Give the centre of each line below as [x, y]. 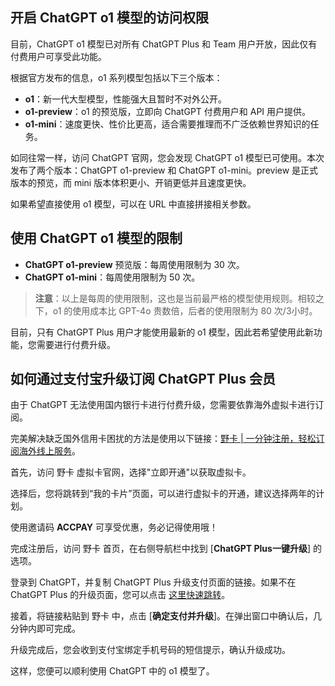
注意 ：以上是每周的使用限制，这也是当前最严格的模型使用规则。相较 [175, 298]
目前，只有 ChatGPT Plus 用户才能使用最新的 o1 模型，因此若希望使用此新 [162, 332]
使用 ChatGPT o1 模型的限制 [96, 238]
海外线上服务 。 [49, 451]
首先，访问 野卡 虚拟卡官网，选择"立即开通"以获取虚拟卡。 [131, 472]
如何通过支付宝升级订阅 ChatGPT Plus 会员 [143, 379]
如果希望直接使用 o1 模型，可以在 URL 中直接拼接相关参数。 [133, 204]
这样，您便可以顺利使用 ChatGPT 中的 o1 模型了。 [112, 671]
